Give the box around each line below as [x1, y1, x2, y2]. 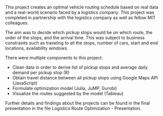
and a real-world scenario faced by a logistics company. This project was [5, 9, 155, 15]
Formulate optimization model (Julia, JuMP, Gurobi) [12, 85, 117, 91]
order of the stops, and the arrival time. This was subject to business [5, 35, 145, 40]
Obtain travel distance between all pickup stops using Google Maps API [12, 75, 158, 80]
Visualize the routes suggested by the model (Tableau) [12, 91, 124, 96]
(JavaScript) [12, 80, 38, 86]
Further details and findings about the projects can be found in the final [5, 100, 150, 106]
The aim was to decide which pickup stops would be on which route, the [5, 30, 153, 35]
